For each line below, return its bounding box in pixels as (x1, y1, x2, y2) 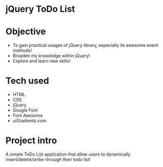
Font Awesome (12, 112, 43, 119)
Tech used (5, 75, 50, 87)
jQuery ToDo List (5, 3, 75, 15)
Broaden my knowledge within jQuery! (12, 53, 90, 59)
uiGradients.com (12, 118, 46, 124)
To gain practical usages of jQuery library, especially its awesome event (12, 42, 159, 48)
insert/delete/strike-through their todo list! (5, 157, 91, 162)
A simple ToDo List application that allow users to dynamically (5, 151, 131, 157)
